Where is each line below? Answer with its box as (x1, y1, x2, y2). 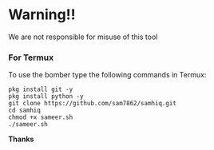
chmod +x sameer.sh (8, 113, 73, 121)
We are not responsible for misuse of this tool (8, 32, 158, 41)
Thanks (8, 134, 34, 144)
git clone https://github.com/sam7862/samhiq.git (8, 100, 177, 108)
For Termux (8, 52, 54, 63)
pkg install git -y (8, 85, 73, 93)
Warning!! (8, 6, 76, 24)
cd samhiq (8, 106, 42, 115)
